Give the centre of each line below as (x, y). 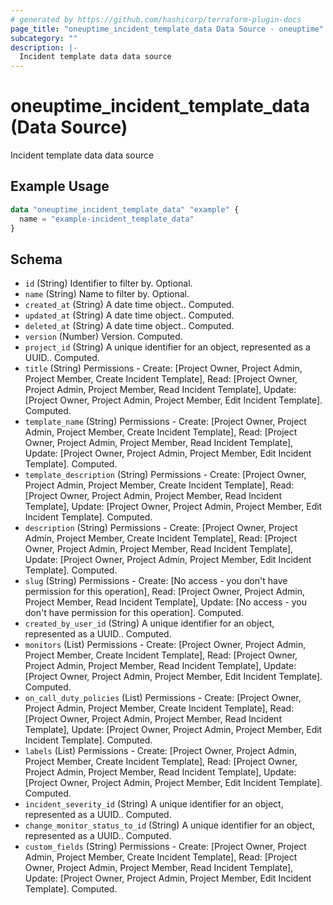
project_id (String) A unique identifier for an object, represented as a (167, 347)
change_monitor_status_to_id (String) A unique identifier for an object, (169, 825)
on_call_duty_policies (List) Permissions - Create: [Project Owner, (163, 698)
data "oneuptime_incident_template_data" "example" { (125, 209)
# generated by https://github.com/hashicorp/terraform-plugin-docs (156, 19)
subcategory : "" (44, 38)
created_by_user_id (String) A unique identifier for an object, (149, 623)
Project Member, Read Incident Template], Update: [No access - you (165, 602)
